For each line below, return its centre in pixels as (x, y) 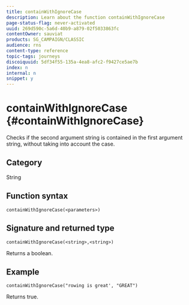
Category (24, 163)
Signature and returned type (61, 228)
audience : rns (24, 46)
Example (23, 272)
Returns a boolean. (29, 253)
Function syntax (37, 196)
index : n (17, 67)
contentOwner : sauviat (34, 34)
